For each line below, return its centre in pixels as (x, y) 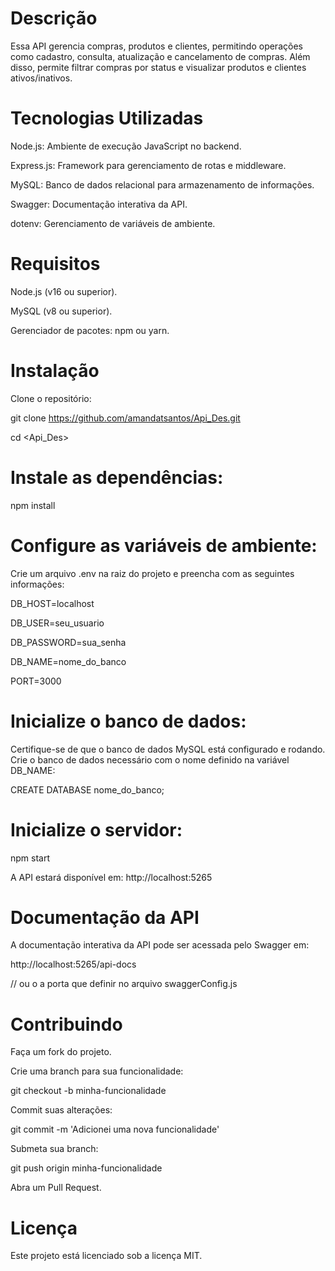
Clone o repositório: (51, 398)
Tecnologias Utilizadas (107, 118)
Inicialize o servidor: (96, 829)
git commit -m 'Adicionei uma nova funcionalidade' (115, 1129)
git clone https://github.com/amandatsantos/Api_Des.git (125, 418)
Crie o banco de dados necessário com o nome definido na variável (150, 759)
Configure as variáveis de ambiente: (164, 545)
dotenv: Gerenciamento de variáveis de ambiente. (113, 223)
